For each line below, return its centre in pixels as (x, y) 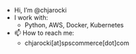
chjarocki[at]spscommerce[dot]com (77, 43)
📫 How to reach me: (44, 33)
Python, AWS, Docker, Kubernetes (74, 25)
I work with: (31, 18)
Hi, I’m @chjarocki (40, 10)
